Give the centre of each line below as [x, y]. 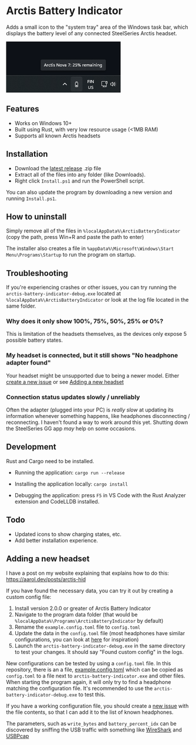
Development [31, 447]
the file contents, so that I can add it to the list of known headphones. [90, 712]
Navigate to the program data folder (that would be [76, 614]
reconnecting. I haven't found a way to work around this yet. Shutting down [97, 422]
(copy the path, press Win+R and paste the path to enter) [75, 237]
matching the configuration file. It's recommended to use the [80, 688]
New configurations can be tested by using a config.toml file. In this [89, 663]
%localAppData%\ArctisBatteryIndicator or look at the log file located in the [97, 300]
